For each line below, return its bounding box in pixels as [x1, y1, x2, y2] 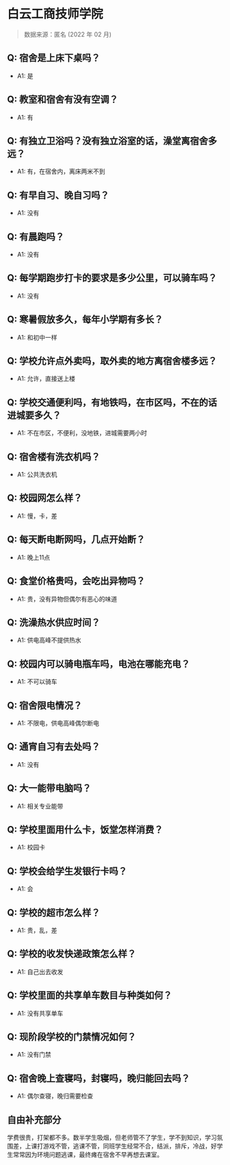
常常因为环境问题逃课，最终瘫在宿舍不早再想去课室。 [12, 1151, 163, 1159]
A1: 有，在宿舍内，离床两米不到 [16, 167, 105, 175]
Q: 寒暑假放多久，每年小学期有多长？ [7, 314, 164, 325]
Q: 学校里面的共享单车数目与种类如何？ [7, 990, 172, 1001]
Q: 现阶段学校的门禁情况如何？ [7, 1031, 137, 1043]
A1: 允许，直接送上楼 [16, 375, 75, 383]
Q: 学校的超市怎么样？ [7, 907, 101, 918]
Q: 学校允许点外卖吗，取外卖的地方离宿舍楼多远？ [7, 355, 218, 367]
